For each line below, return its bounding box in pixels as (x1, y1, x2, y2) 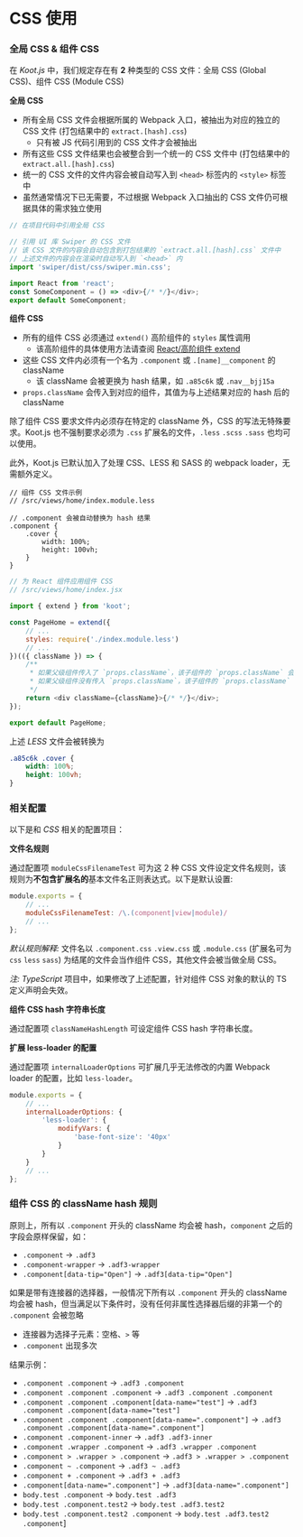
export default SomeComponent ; (9, 295, 127, 305)
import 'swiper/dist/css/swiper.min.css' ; (9, 263, 171, 272)
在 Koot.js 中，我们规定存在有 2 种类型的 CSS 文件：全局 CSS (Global (9, 65, 267, 76)
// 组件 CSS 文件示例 (9, 488, 83, 497)
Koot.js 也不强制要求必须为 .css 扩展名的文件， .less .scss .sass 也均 (24, 427, 283, 438)
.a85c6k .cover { (9, 754, 75, 763)
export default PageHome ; (9, 718, 106, 727)
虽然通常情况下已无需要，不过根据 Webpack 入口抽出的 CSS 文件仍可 (22, 191, 280, 203)
